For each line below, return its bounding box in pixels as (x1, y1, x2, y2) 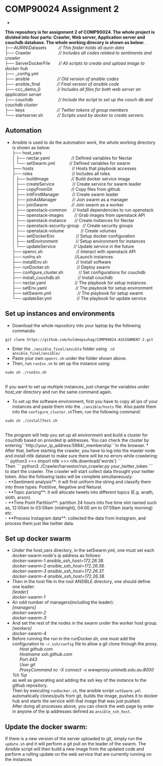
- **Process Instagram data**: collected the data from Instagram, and (5, 515, 146, 521)
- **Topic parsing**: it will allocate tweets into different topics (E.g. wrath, (5, 489, 154, 495)
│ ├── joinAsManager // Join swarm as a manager (12, 197, 128, 203)
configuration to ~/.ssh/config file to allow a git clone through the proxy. (12, 641, 158, 647)
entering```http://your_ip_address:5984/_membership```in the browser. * (5, 442, 149, 448)
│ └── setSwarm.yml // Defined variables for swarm (12, 160, 130, 166)
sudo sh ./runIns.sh (5, 370, 47, 375)
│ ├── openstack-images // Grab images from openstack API (12, 212, 145, 218)
